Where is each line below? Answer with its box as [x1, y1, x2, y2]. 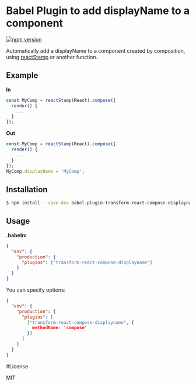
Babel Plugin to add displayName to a [6, 4, 190, 18]
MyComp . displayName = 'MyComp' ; [6, 168, 85, 174]
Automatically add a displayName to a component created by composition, [6, 47, 185, 54]
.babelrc [6, 231, 27, 238]
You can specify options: [6, 286, 66, 293]
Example [6, 70, 38, 80]
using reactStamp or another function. [6, 53, 98, 60]
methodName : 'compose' [32, 325, 87, 331]
